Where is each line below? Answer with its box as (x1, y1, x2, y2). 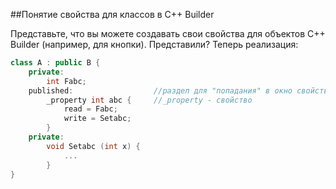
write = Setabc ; (63, 114, 132, 124)
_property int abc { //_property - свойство (46, 95, 253, 105)
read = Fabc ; (63, 104, 118, 114)
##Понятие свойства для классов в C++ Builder (10, 9, 215, 20)
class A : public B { (10, 58, 101, 68)
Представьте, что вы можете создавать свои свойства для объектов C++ (10, 28, 326, 39)
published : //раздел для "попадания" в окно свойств (28, 85, 329, 96)
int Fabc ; (46, 76, 87, 86)
